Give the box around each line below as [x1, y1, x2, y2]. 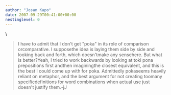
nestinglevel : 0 [5, 17, 40, 22]
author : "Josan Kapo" [5, 7, 52, 13]
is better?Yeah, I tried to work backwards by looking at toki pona [17, 57, 153, 63]
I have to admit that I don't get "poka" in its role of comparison [17, 41, 149, 47]
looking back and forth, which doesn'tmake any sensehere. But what [17, 52, 162, 58]
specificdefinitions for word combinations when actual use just [17, 79, 150, 85]
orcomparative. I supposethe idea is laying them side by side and [17, 46, 155, 53]
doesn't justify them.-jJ [17, 84, 67, 90]
